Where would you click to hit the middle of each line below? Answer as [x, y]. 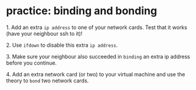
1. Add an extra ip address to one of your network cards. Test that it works [97, 27]
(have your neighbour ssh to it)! [44, 33]
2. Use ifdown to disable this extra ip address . [62, 45]
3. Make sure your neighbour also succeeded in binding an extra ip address [98, 56]
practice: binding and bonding [82, 11]
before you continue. [32, 63]
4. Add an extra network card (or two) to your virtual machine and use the [96, 74]
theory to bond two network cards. [48, 81]
